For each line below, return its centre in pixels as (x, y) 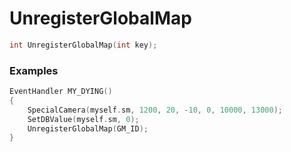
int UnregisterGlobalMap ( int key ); (83, 45)
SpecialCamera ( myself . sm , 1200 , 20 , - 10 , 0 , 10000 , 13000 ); (155, 110)
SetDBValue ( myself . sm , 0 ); (83, 119)
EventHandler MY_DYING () (61, 92)
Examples (34, 70)
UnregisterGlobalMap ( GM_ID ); (88, 128)
